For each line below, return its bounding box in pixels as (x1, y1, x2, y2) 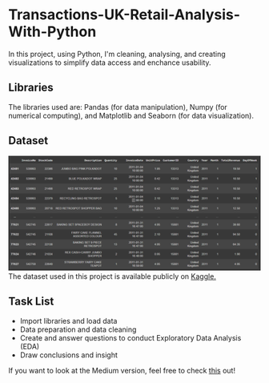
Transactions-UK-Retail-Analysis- (8, 6, 241, 24)
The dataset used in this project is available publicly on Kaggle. (8, 271, 216, 281)
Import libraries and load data (19, 316, 118, 325)
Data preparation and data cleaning (19, 325, 137, 334)
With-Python (8, 22, 97, 41)
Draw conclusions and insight (19, 350, 118, 360)
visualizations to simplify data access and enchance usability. (8, 58, 211, 67)
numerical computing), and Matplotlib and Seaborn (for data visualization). (8, 111, 255, 120)
